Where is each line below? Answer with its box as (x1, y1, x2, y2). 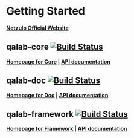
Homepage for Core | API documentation (6, 57, 110, 65)
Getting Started (6, 4, 86, 18)
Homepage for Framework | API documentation (6, 125, 127, 133)
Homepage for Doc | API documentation (6, 91, 109, 99)
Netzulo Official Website (6, 24, 69, 31)
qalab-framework (6, 109, 74, 119)
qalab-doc (6, 76, 46, 86)
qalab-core (6, 42, 49, 52)
